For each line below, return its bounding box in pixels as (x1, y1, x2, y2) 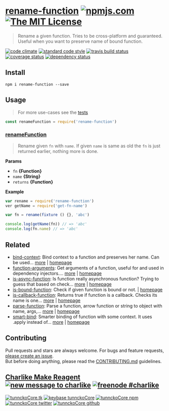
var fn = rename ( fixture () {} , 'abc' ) (5, 212, 90, 218)
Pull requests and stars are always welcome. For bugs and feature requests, (5, 347, 164, 353)
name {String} (12, 173, 41, 179)
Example (5, 189, 24, 195)
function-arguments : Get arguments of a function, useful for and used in (12, 265, 164, 271)
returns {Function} (12, 178, 53, 185)
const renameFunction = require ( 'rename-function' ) (5, 119, 117, 124)
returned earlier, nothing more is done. (17, 148, 98, 154)
